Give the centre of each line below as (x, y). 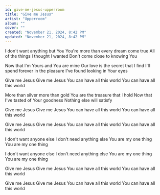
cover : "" (15, 28)
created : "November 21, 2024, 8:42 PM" (46, 32)
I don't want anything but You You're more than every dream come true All (80, 51)
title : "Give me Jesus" (29, 14)
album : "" (15, 23)
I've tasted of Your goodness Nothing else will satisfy (59, 100)
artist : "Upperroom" (26, 19)
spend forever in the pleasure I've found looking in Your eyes (67, 71)
